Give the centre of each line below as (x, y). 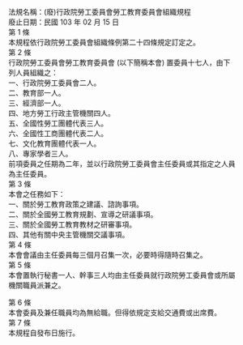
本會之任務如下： (37, 194)
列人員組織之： (33, 72)
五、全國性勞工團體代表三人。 (58, 123)
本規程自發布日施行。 (44, 333)
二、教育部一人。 (37, 93)
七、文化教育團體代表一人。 (55, 143)
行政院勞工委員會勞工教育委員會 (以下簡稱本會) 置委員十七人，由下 (119, 62)
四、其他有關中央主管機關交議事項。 (69, 234)
